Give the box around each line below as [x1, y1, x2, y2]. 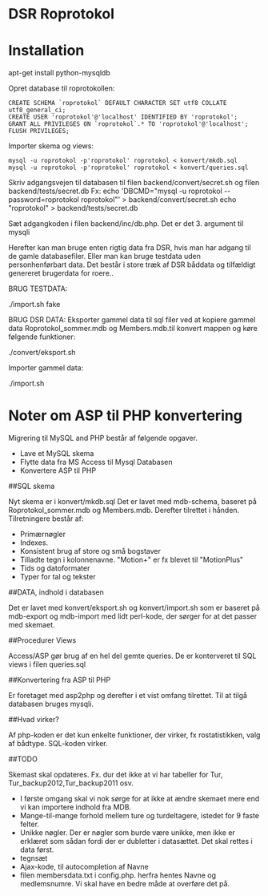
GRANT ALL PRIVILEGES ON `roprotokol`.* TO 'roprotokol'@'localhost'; [8, 120, 249, 128]
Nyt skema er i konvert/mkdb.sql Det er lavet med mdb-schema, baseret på [8, 497, 258, 507]
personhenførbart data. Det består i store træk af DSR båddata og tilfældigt [8, 260, 256, 269]
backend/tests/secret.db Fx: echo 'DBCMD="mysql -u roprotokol [8, 186, 222, 196]
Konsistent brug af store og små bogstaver [19, 547, 162, 556]
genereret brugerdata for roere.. [8, 268, 114, 278]
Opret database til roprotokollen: [8, 83, 115, 93]
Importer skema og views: [8, 141, 94, 151]
